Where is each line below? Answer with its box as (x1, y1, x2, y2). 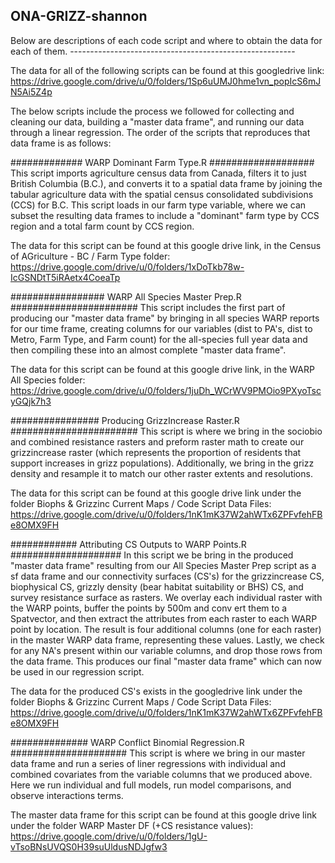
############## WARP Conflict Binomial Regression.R (10, 736, 245, 748)
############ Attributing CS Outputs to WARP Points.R (10, 538, 247, 550)
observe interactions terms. (10, 789, 124, 801)
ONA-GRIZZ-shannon (10, 8, 148, 25)
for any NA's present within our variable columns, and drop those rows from (10, 644, 323, 656)
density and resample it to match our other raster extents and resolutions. (10, 467, 313, 479)
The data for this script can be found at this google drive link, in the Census (10, 239, 322, 251)
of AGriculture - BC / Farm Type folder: (10, 250, 171, 262)
